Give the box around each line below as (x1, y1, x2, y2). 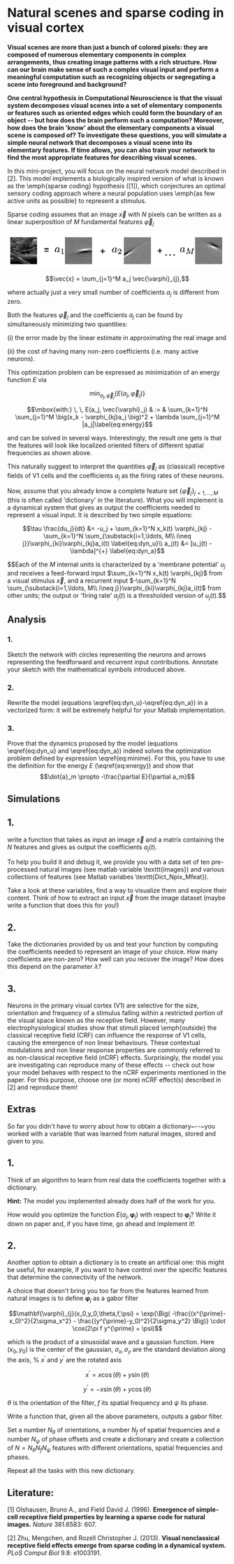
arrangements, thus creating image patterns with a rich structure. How (7, 57, 217, 66)
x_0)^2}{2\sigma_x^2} (9, 1317, 72, 1325)
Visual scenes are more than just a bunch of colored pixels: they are (7, 43, 208, 51)
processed (7, 865, 38, 874)
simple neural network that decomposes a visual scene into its (7, 138, 193, 146)
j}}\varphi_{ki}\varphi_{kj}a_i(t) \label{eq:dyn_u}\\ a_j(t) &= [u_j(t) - (22, 539, 212, 547)
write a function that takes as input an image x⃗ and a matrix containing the (7, 835, 225, 844)
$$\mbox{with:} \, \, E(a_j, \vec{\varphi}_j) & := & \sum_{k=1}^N (27, 405, 208, 414)
